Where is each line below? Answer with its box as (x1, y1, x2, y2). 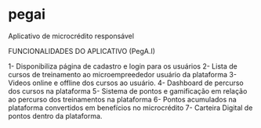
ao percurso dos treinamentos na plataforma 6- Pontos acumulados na (8, 94, 237, 104)
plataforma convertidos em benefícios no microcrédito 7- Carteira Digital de (8, 103, 253, 112)
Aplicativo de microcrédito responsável (8, 31, 135, 41)
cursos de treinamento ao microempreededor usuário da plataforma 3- (8, 69, 237, 79)
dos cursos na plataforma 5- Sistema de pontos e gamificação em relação (8, 86, 248, 95)
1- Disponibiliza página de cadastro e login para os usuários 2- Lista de (8, 61, 237, 71)
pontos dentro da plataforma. (8, 111, 103, 120)
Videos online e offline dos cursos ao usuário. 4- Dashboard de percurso (8, 78, 245, 87)
